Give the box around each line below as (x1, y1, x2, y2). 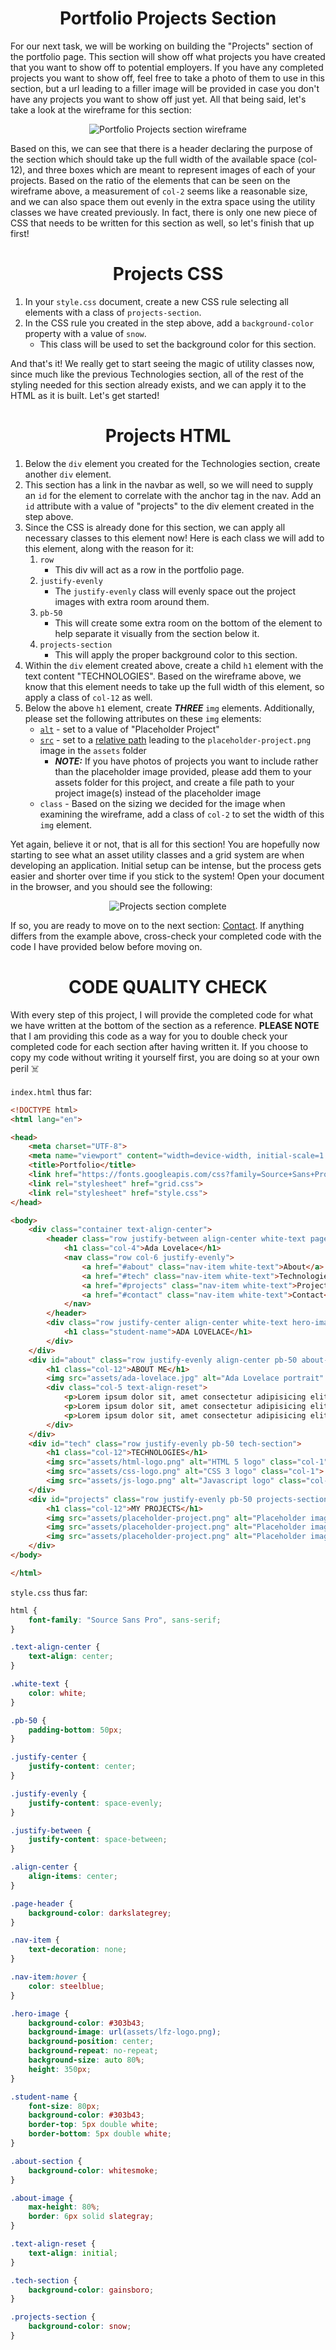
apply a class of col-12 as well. (24, 691, 153, 703)
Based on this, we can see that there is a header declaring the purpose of (10, 142, 313, 154)
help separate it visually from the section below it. (54, 627, 260, 639)
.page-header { (10, 1898, 74, 1909)
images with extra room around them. (54, 595, 210, 607)
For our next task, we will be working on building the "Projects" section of (10, 40, 314, 52)
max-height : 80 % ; (28, 2202, 101, 2212)
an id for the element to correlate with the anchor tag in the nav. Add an (24, 489, 322, 501)
